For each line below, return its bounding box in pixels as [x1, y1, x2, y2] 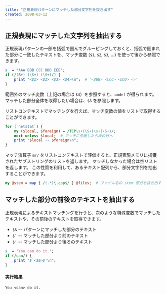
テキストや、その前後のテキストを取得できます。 [5, 216, 104, 222]
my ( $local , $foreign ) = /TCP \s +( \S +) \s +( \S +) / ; [14, 128, 116, 134]
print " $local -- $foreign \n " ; [14, 138, 79, 143]
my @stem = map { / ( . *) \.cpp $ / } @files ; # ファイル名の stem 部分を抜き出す [5, 180, 162, 186]
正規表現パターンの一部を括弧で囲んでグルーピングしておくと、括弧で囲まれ [5, 46, 161, 52]
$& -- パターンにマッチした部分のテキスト [12, 226, 97, 232]
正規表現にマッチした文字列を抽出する [5, 31, 122, 40]
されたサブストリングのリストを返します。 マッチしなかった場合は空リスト [5, 158, 158, 164]
